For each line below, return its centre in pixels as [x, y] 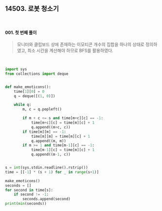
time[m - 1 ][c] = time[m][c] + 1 [63, 150]
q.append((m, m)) [49, 141]
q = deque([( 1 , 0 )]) [35, 96]
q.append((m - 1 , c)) [51, 155]
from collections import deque [37, 74]
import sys [16, 69]
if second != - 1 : [31, 194]
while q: [23, 105]
